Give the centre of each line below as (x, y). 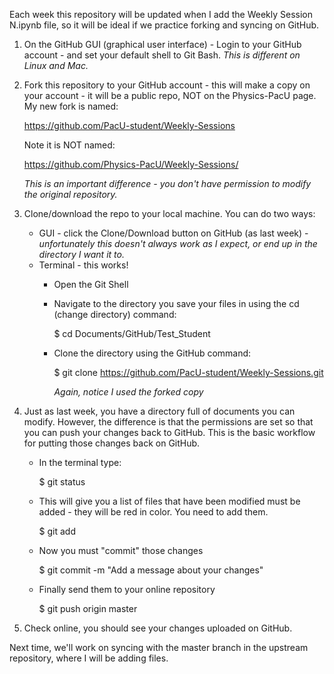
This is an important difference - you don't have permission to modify (167, 183)
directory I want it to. (81, 254)
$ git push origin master (88, 608)
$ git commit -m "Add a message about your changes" (151, 570)
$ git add (57, 531)
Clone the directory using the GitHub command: (152, 353)
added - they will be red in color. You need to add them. (153, 512)
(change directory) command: (115, 314)
